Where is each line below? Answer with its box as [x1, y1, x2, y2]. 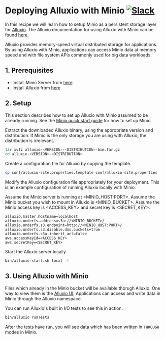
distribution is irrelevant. [5, 138, 54, 144]
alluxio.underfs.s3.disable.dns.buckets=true [5, 227, 100, 232]
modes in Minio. [5, 329, 38, 335]
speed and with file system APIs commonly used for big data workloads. [5, 52, 152, 58]
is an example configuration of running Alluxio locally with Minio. [5, 185, 136, 191]
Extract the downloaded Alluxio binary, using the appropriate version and [5, 127, 154, 133]
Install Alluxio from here [12, 85, 61, 91]
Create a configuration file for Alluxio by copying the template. [5, 161, 132, 167]
